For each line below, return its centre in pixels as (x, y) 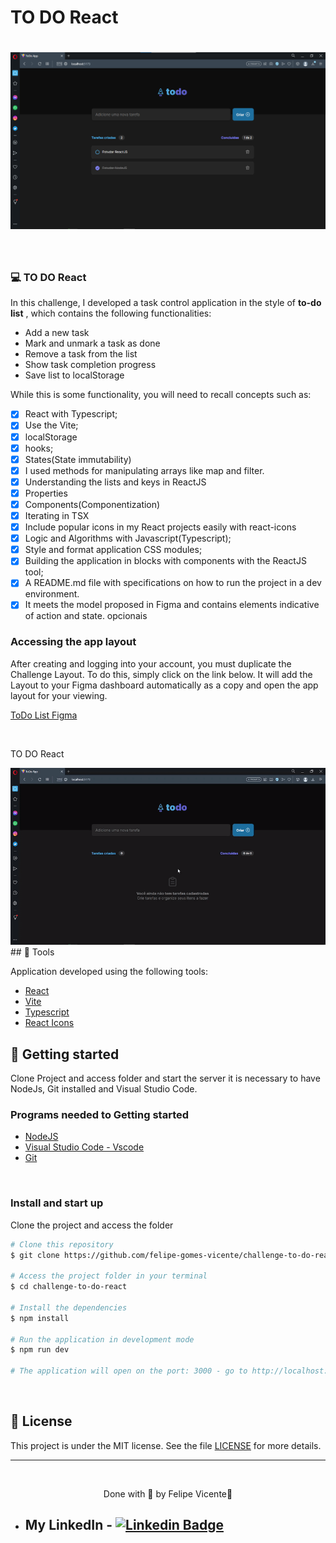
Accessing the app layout (73, 642)
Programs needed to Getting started (100, 1114)
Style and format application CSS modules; (113, 550)
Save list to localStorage (74, 375)
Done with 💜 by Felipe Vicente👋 (168, 1493)
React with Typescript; (71, 414)
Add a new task (57, 333)
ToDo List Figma (44, 715)
